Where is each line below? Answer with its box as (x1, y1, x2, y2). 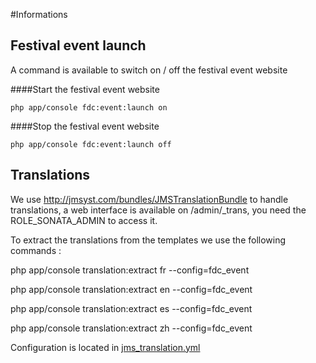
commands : (10, 244, 62, 256)
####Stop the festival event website (10, 120, 160, 132)
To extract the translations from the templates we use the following (10, 234, 287, 246)
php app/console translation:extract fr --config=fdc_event (10, 264, 250, 276)
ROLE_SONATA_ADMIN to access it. (10, 214, 158, 226)
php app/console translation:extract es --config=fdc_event (10, 302, 253, 314)
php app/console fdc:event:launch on (10, 102, 168, 113)
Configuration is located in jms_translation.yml (10, 341, 201, 353)
